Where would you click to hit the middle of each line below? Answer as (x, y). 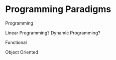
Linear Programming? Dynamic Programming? (53, 32)
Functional (16, 42)
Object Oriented (22, 52)
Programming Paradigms (58, 9)
